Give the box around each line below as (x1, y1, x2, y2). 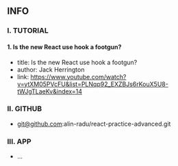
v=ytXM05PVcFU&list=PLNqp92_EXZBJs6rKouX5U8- (16, 80, 169, 88)
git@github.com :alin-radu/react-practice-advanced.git (16, 120, 171, 128)
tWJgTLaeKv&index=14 (16, 87, 82, 95)
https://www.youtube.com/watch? (30, 72, 127, 81)
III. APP (7, 137, 32, 146)
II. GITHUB (7, 104, 42, 113)
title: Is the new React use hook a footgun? (16, 58, 138, 66)
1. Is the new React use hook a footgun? (7, 42, 122, 51)
